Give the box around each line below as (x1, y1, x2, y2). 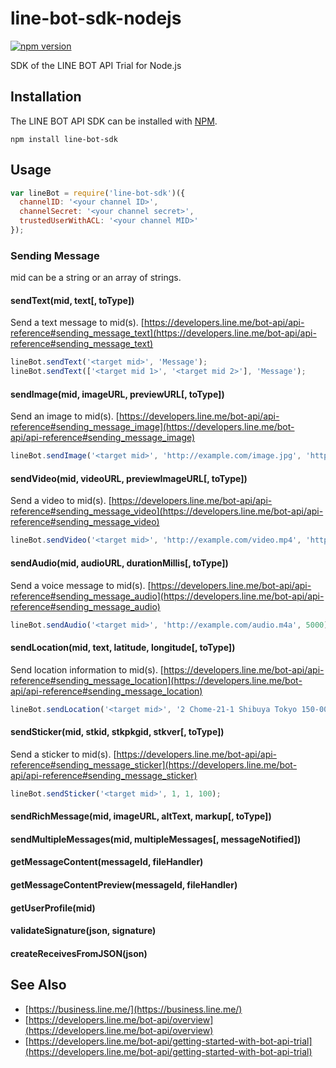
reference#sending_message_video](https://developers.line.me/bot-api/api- (10, 505, 324, 517)
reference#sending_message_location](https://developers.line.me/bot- (10, 674, 303, 686)
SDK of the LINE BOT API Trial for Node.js (10, 59, 182, 71)
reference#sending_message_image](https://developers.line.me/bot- (10, 421, 295, 433)
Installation (10, 88, 82, 106)
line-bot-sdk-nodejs (10, 7, 182, 30)
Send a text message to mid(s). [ (10, 317, 145, 329)
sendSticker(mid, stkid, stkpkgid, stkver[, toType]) (10, 726, 225, 738)
